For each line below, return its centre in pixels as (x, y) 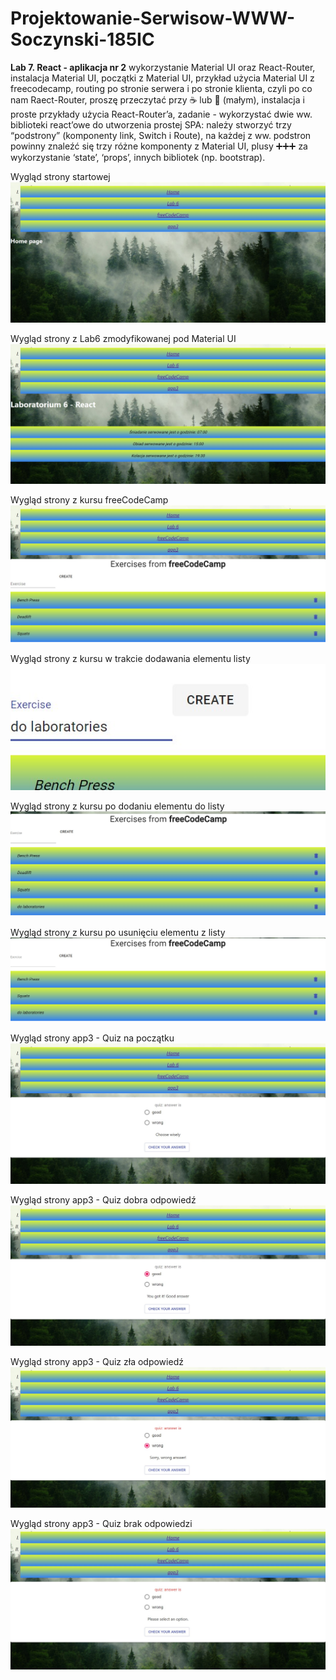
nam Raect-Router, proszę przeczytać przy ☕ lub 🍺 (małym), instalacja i (157, 99)
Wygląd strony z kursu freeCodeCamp (89, 500)
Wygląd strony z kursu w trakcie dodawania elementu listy (130, 658)
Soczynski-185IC (82, 39)
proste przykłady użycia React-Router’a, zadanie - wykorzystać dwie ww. (161, 114)
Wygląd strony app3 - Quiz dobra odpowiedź (103, 1199)
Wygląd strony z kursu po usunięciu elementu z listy (118, 932)
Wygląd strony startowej (60, 176)
